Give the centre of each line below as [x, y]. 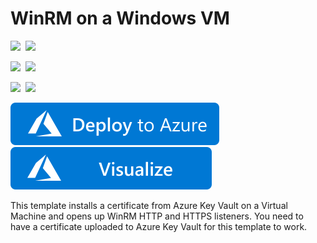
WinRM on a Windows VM [120, 18]
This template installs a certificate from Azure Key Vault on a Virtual [149, 205]
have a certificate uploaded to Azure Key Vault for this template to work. [159, 226]
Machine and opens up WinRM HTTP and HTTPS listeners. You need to [157, 216]
